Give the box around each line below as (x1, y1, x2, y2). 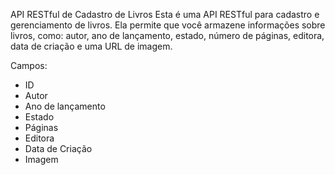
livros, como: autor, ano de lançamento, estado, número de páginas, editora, (10, 30, 325, 41)
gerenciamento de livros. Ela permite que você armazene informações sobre (10, 19, 326, 31)
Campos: (10, 60, 48, 71)
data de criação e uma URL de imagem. (10, 40, 173, 52)
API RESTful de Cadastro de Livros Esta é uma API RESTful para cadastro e (10, 9, 320, 20)
